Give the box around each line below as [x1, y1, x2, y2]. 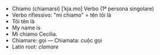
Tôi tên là [11, 18, 35, 25]
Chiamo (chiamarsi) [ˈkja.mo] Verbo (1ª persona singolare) [11, 5, 154, 12]
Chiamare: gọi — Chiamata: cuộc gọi [11, 37, 103, 44]
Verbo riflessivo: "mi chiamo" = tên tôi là [11, 11, 112, 19]
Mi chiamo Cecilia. [11, 30, 58, 38]
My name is [11, 24, 41, 31]
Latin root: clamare [11, 43, 59, 50]
